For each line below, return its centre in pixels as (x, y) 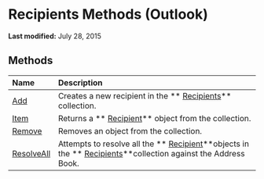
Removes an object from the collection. (130, 131)
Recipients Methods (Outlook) (108, 14)
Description (81, 82)
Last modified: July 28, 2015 (55, 36)
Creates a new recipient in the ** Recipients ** (145, 95)
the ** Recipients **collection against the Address (151, 153)
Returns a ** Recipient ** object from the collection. (154, 118)
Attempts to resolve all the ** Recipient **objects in (154, 144)
